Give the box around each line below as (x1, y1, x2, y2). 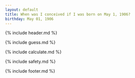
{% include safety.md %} (5, 59, 56, 65)
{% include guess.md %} (5, 39, 55, 45)
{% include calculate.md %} (5, 49, 62, 55)
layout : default (5, 7, 38, 12)
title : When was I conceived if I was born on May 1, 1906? (5, 12, 131, 17)
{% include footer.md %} (5, 68, 55, 74)
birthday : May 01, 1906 (5, 16, 54, 21)
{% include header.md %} (5, 30, 57, 36)
